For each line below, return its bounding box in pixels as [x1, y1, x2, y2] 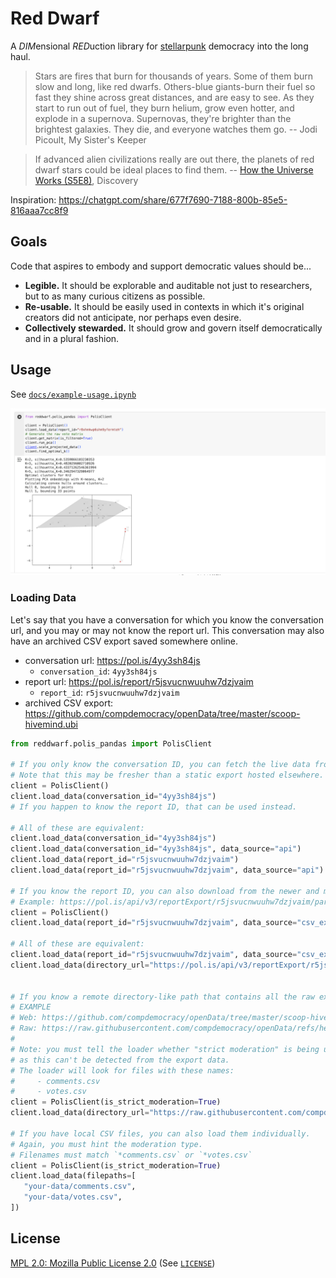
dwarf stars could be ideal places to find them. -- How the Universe [34, 163, 314, 176]
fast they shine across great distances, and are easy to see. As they [34, 91, 315, 103]
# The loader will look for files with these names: [10, 1065, 235, 1076]
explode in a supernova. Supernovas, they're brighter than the [34, 112, 292, 124]
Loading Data [10, 591, 77, 605]
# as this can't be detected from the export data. [10, 1055, 230, 1065]
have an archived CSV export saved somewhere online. [10, 635, 239, 647]
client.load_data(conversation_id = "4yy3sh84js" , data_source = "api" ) [10, 844, 302, 854]
